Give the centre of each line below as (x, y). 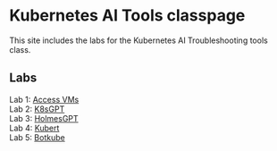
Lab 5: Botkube (37, 137)
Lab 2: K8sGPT (37, 109)
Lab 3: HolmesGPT (44, 118)
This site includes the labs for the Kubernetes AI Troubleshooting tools (138, 40)
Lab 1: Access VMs (44, 99)
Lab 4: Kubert (34, 128)
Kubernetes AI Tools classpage (127, 16)
